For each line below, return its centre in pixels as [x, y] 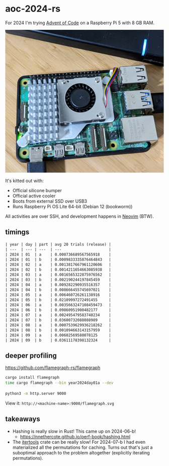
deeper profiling [31, 356]
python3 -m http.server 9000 [36, 394]
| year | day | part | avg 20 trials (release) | [58, 244]
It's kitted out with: [24, 181]
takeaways [23, 419]
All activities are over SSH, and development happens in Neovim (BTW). [80, 216]
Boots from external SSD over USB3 [50, 201]
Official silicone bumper [37, 190]
